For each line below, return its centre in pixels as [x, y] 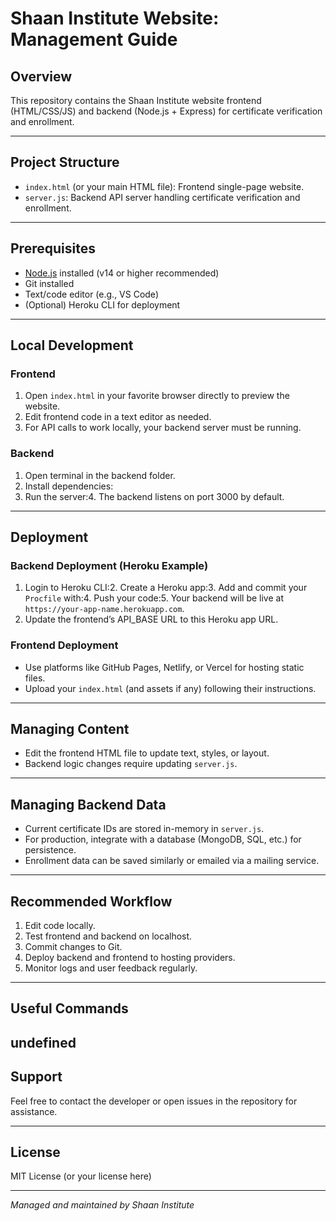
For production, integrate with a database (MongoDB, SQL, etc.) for [163, 839]
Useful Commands [69, 1008]
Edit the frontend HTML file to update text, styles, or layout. [147, 753]
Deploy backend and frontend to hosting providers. [130, 958]
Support [36, 1077]
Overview [41, 76]
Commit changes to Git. [73, 947]
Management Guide [94, 39]
